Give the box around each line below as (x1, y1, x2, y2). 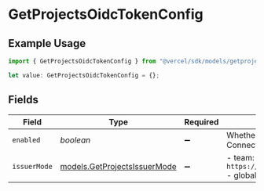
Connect (226, 139, 258, 150)
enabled (12, 135, 41, 144)
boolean (60, 135, 91, 146)
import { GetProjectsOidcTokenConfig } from (8, 57, 156, 65)
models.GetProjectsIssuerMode (60, 160, 177, 171)
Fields (8, 93, 39, 106)
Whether (226, 129, 259, 140)
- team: (226, 152, 255, 163)
